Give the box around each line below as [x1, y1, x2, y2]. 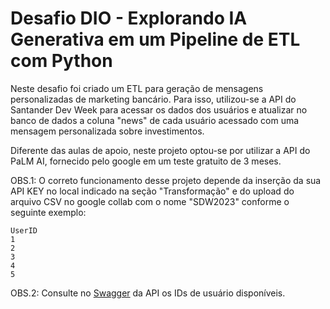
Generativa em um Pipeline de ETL [10, 28, 301, 51]
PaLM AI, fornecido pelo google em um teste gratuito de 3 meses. [10, 155, 282, 167]
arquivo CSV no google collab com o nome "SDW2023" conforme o [10, 195, 290, 207]
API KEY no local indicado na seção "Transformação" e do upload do [10, 185, 295, 197]
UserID [10, 225, 38, 236]
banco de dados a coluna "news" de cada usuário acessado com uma [10, 114, 300, 126]
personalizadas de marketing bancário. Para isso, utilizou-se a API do [10, 93, 297, 105]
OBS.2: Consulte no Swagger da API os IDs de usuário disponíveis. [10, 287, 286, 299]
